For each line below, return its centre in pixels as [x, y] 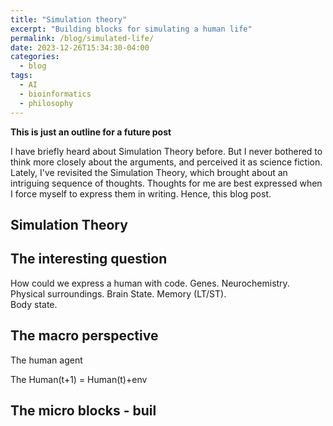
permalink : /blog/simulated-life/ [82, 38]
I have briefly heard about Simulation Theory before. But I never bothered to [166, 151]
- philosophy [46, 103]
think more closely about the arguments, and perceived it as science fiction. [166, 162]
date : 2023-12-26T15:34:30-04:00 [80, 47]
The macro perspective [84, 336]
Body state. [34, 304]
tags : [21, 76]
